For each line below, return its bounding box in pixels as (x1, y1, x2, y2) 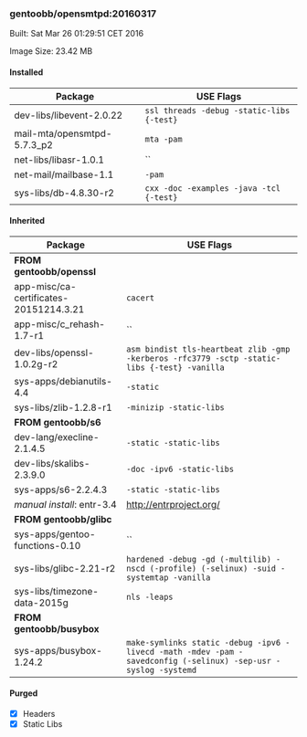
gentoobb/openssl (14, 265, 96, 278)
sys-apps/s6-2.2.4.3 (14, 483, 108, 496)
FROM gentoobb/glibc (14, 512, 112, 525)
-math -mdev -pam (158, 647, 235, 657)
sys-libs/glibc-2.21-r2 (14, 562, 116, 574)
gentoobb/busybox (14, 622, 100, 635)
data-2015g (14, 596, 69, 609)
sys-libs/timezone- (14, 584, 99, 597)
